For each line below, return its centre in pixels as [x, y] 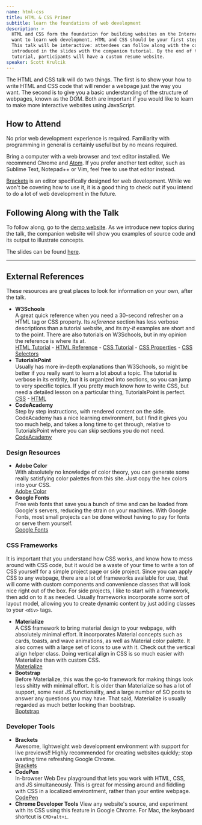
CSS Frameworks [32, 545]
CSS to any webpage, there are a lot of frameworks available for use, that [97, 578]
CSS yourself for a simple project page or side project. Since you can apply [99, 571]
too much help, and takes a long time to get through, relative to [93, 424]
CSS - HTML [31, 398]
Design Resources [34, 453]
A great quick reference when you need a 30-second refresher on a [99, 315]
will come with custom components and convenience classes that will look [99, 584]
